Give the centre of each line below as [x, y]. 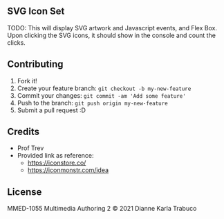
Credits [24, 132]
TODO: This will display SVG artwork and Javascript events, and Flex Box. [112, 28]
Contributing [35, 64]
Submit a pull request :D [52, 110]
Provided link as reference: [56, 156]
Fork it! [27, 81]
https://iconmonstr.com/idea [68, 170]
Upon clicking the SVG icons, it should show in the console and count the [112, 35]
